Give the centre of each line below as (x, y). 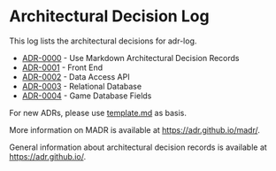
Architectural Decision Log (109, 16)
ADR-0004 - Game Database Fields (87, 96)
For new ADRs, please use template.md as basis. (98, 113)
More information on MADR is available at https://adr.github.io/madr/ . (135, 129)
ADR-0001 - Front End (62, 67)
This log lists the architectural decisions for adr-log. (103, 41)
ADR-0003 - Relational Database (82, 86)
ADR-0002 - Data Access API (76, 76)
